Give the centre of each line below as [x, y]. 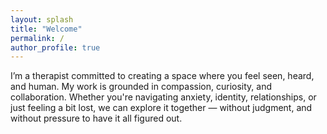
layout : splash [42, 19]
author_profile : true [55, 47]
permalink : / [37, 38]
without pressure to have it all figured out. [96, 118]
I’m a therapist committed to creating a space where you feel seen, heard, [162, 76]
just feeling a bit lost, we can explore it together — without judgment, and [161, 108]
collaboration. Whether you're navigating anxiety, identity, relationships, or [163, 97]
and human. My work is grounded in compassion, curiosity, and [141, 87]
